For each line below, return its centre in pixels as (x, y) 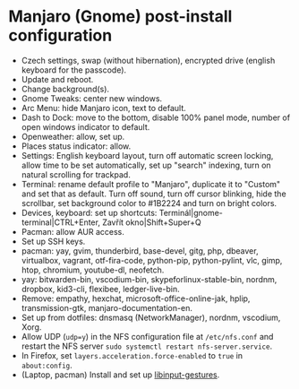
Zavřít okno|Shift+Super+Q (152, 222)
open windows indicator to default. (85, 126)
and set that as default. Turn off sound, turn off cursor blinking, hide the (154, 194)
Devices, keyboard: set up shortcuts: (89, 212)
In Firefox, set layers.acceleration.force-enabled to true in (132, 355)
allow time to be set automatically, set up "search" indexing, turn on (146, 165)
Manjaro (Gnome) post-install (120, 17)
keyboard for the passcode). (74, 70)
